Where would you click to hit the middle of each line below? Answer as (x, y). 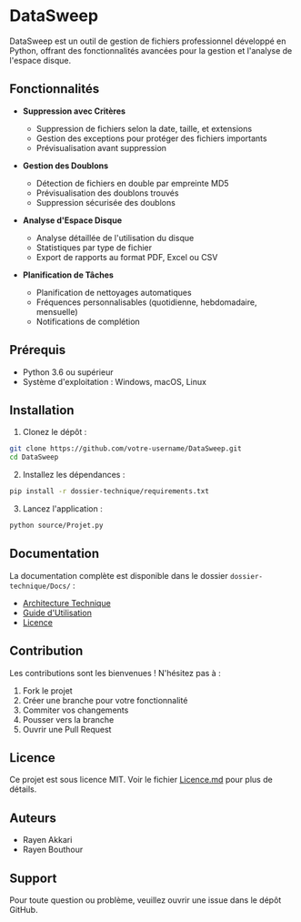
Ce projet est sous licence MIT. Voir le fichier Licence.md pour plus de (141, 780)
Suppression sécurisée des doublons (105, 202)
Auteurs (33, 818)
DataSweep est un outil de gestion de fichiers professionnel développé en (148, 41)
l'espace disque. (40, 60)
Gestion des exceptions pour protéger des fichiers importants (151, 138)
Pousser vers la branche (68, 719)
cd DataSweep (34, 457)
